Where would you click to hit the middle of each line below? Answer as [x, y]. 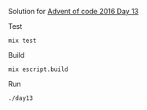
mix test [22, 41]
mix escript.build [38, 69]
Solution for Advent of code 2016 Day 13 [73, 11]
